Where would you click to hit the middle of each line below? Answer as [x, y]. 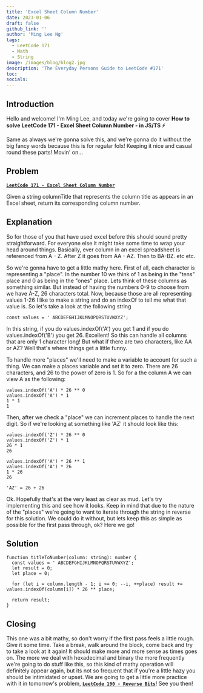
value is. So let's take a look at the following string [69, 306]
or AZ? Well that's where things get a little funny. [67, 348]
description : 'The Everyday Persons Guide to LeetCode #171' [85, 68]
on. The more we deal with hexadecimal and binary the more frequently [95, 658]
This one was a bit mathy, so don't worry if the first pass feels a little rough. [100, 638]
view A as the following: [36, 379]
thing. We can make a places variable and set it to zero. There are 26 [92, 366]
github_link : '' [27, 29]
